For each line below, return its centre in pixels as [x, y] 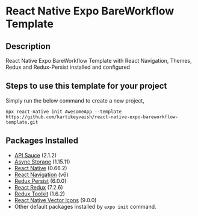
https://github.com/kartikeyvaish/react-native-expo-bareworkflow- [92, 117]
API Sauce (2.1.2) [36, 155]
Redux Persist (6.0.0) [40, 181]
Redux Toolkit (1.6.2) [40, 194]
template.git [22, 122]
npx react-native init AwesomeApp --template [63, 112]
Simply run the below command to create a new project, [75, 100]
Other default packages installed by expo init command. [85, 206]
